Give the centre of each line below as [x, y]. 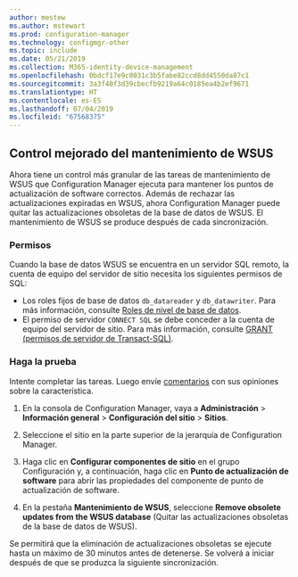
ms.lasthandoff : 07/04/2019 [62, 109]
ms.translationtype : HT [54, 92]
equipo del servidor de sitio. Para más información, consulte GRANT [148, 329]
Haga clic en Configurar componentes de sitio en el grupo [131, 461]
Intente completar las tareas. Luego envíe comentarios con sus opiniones [144, 381]
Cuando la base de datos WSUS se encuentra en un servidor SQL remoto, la [149, 265]
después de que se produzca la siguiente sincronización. [114, 562]
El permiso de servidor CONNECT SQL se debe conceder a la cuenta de [148, 320]
